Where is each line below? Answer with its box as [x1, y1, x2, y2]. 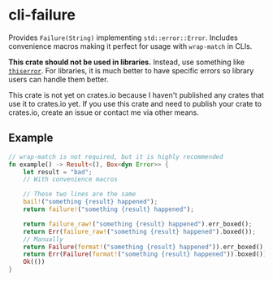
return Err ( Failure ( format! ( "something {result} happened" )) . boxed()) [23, 250, 267, 258]
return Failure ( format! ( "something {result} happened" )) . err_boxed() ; [23, 243, 267, 251]
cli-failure [8, 6, 76, 24]
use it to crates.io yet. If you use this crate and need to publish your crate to [8, 99, 262, 108]
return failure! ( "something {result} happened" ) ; [23, 205, 195, 213]
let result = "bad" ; [23, 168, 93, 176]
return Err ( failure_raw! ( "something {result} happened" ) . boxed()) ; [23, 227, 256, 235]
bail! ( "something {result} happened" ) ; [23, 198, 158, 206]
